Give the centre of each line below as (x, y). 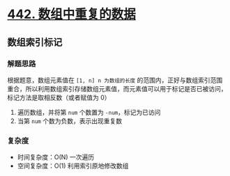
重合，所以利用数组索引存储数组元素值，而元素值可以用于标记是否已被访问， (117, 88)
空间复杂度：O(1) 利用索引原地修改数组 (73, 166)
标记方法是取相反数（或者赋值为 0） (59, 97)
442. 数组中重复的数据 (71, 14)
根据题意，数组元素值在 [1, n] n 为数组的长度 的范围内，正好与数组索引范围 (115, 80)
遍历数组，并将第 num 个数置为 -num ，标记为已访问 (89, 112)
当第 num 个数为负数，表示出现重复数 (70, 121)
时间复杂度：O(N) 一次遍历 (56, 157)
